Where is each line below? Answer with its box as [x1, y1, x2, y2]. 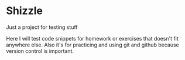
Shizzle [6, 4, 43, 18]
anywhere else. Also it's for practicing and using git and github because [6, 41, 180, 48]
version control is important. [6, 47, 74, 54]
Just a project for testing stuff [6, 24, 78, 31]
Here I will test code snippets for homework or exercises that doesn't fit [6, 35, 179, 42]
